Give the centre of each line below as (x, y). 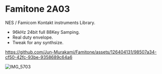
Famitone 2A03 (38, 9)
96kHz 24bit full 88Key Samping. (46, 32)
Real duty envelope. (33, 37)
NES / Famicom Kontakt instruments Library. (50, 23)
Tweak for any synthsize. (38, 42)
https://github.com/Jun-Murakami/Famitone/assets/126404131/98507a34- (81, 52)
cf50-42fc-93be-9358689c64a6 (39, 57)
